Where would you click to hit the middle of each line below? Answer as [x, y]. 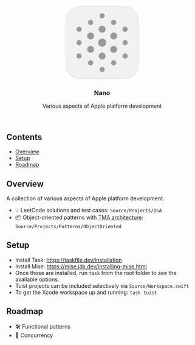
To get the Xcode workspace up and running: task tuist [86, 292]
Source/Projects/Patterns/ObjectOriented [68, 226]
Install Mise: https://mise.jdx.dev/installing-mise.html [81, 266]
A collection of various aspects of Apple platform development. [85, 198]
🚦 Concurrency [34, 335]
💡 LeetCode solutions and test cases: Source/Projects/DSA [88, 210]
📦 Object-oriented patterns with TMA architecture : [79, 217]
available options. [37, 279]
